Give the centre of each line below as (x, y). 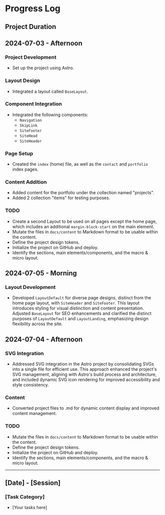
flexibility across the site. (37, 324)
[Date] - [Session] (33, 483)
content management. (35, 413)
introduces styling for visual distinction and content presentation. (78, 308)
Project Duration (31, 27)
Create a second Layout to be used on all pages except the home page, (84, 221)
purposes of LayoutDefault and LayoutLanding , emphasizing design (80, 319)
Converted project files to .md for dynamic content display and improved (86, 408)
